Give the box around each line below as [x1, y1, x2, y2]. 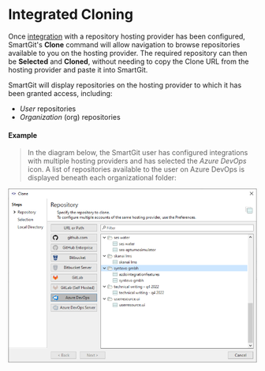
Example [8, 130, 38, 139]
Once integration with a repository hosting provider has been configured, [8, 32, 246, 41]
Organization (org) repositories [19, 112, 121, 121]
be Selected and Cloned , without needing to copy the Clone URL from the [8, 57, 249, 66]
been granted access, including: [8, 88, 113, 98]
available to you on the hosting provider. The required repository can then [8, 48, 248, 58]
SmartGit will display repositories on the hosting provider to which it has [8, 80, 242, 90]
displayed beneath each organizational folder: [27, 173, 177, 183]
